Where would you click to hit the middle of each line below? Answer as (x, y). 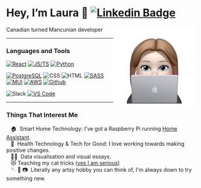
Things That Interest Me (42, 115)
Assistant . (19, 137)
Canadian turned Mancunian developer (55, 30)
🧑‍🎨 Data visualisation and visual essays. (61, 156)
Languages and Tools (38, 51)
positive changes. (28, 150)
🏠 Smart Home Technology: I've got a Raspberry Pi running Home (94, 128)
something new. (26, 178)
